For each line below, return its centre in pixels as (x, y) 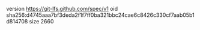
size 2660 (41, 21)
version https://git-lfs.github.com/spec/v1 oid (62, 9)
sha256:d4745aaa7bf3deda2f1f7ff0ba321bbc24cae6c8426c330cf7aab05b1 (100, 15)
